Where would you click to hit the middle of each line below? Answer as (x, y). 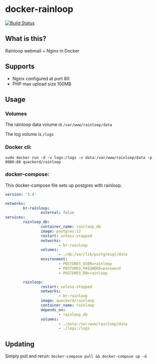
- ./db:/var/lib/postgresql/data (93, 255)
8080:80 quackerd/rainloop (33, 162)
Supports (20, 67)
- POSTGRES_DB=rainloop (83, 273)
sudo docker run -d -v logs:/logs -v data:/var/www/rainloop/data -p (79, 158)
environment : (54, 259)
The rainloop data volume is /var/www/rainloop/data (59, 125)
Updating (20, 344)
